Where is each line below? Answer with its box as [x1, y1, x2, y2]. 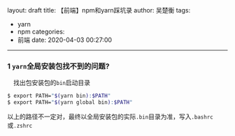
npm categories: [17, 27, 65, 36]
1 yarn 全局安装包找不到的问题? [7, 61, 110, 71]
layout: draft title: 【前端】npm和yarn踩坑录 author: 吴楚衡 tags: [7, 6, 191, 14]
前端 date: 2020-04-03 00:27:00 [17, 36, 113, 44]
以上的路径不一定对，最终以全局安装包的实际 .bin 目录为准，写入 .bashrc [7, 112, 213, 121]
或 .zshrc [7, 121, 33, 130]
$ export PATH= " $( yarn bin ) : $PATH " [7, 93, 111, 100]
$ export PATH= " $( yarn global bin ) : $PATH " [7, 99, 133, 106]
